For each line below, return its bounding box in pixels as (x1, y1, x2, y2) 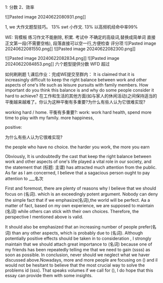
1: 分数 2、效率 (5, 4, 35, 10)
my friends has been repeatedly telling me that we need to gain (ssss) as (5, 247, 150, 252)
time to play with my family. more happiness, (5, 115, 94, 121)
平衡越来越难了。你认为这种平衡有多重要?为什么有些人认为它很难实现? (5, 99, 146, 105)
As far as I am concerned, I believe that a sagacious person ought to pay (5, 170, 150, 176)
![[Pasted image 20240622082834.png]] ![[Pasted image (5, 55, 120, 61)
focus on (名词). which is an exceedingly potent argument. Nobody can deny (5, 191, 158, 197)
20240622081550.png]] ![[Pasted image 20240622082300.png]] (5, 46, 136, 52)
